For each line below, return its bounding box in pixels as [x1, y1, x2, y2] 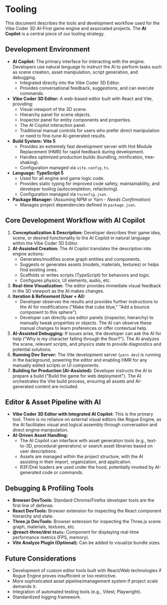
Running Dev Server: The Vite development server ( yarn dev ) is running [12, 351, 161, 358]
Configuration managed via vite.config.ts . [19, 164, 110, 170]
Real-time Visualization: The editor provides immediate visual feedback [12, 282, 161, 288]
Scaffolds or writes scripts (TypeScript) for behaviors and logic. [19, 272, 151, 278]
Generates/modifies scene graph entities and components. [19, 256, 141, 262]
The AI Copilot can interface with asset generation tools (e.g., [19, 438, 146, 444]
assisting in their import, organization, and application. [19, 459, 132, 465]
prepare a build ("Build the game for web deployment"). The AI [12, 373, 141, 379]
